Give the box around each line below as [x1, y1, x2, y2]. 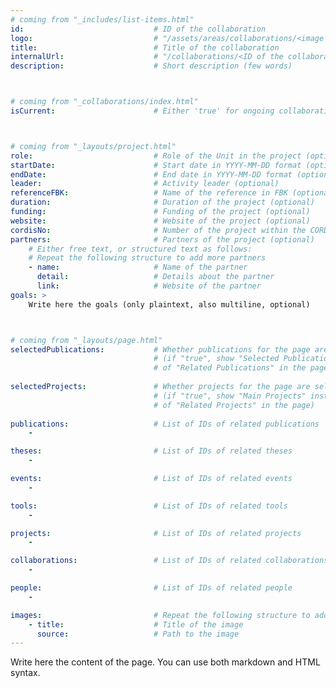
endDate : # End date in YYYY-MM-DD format [10, 169, 293, 180]
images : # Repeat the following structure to [10, 610, 311, 620]
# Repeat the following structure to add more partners [28, 253, 267, 263]
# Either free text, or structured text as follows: [28, 244, 253, 254]
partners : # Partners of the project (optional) [10, 234, 315, 245]
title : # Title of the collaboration [10, 42, 280, 53]
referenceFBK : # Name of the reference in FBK [10, 188, 288, 198]
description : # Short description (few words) [10, 61, 293, 71]
